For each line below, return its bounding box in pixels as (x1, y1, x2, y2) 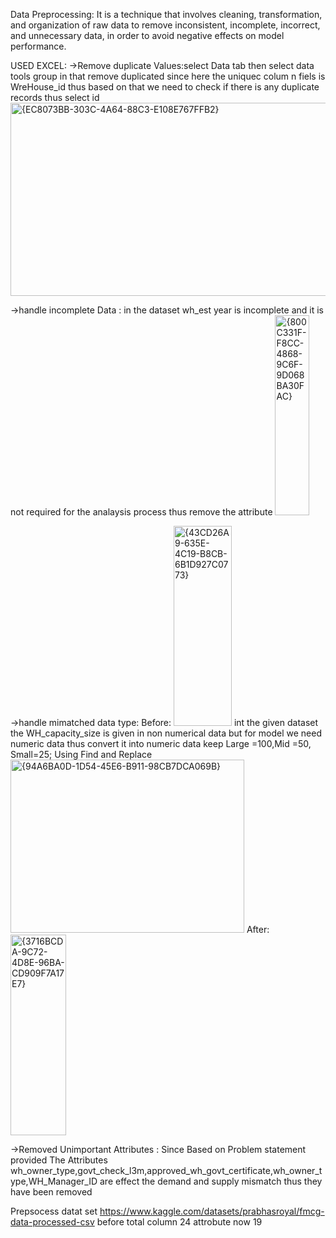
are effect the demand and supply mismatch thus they (99, 1175, 323, 1187)
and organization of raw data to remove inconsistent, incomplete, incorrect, (10, 19, 321, 31)
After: (246, 924, 270, 935)
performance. (10, 40, 67, 52)
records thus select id (10, 92, 100, 103)
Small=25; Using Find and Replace (10, 749, 153, 760)
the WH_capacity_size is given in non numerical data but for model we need (10, 727, 322, 739)
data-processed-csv (10, 1216, 95, 1228)
